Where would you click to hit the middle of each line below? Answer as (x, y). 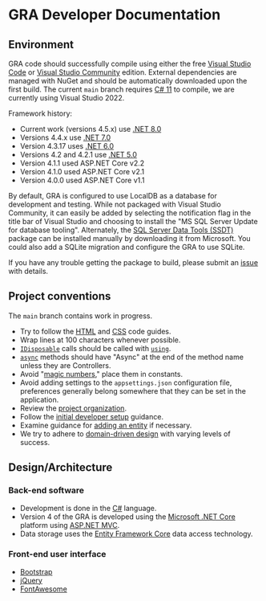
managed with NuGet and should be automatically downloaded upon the (128, 81)
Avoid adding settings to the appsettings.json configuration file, (126, 382)
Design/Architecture (60, 468)
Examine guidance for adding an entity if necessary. (106, 425)
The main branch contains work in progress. (81, 316)
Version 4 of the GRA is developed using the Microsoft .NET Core (128, 517)
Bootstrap (36, 571)
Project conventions (60, 296)
